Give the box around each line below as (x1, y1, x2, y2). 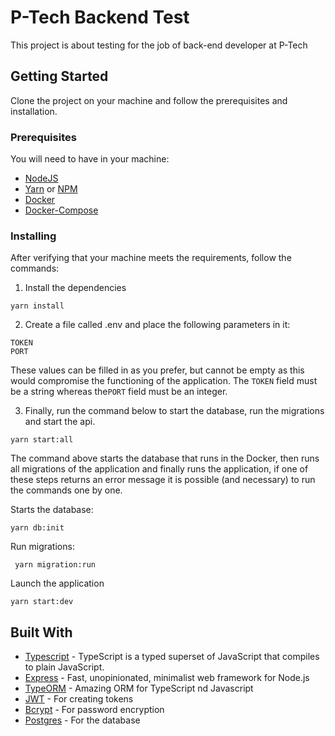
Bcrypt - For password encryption (24, 704, 165, 716)
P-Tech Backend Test (10, 6, 190, 29)
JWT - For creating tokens (24, 693, 134, 705)
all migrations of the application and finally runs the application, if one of (10, 463, 309, 475)
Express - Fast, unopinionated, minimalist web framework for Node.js (24, 672, 310, 684)
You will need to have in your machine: (10, 153, 170, 165)
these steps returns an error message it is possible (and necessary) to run (10, 474, 316, 486)
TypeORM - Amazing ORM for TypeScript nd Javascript (24, 682, 254, 695)
